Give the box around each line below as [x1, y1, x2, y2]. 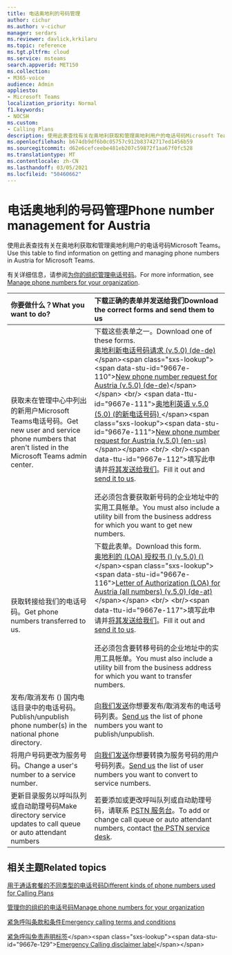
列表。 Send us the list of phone [101, 712, 203, 722]
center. [10, 460, 34, 470]
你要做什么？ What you [10, 300, 85, 310]
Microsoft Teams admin [10, 452, 88, 461]
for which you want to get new [94, 521, 193, 530]
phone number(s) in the [10, 721, 88, 731]
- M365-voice [7, 74, 45, 81]
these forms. [94, 336, 136, 345]
